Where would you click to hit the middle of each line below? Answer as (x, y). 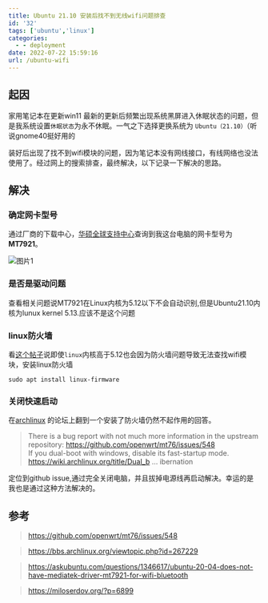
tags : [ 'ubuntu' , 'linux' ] (51, 30)
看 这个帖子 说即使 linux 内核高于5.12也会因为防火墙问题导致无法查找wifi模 (128, 354)
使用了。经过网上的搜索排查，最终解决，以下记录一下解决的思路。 (117, 163)
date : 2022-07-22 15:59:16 (53, 53)
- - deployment (41, 46)
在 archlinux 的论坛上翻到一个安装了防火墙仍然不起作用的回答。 (112, 420)
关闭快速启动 (33, 401)
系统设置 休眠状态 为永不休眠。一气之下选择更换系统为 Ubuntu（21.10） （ (136, 126)
